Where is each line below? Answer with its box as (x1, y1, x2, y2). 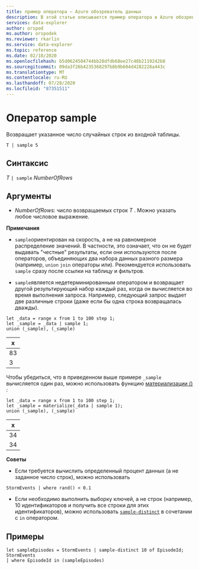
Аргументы (6, 191, 52, 201)
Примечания (6, 224, 40, 232)
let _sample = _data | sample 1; (6, 321, 89, 327)
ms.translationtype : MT (6, 69, 65, 75)
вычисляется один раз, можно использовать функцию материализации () (6, 380, 193, 387)
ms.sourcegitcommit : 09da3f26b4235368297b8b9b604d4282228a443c (6, 63, 166, 70)
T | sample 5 (6, 142, 38, 148)
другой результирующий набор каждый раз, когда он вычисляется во (14, 285, 192, 292)
